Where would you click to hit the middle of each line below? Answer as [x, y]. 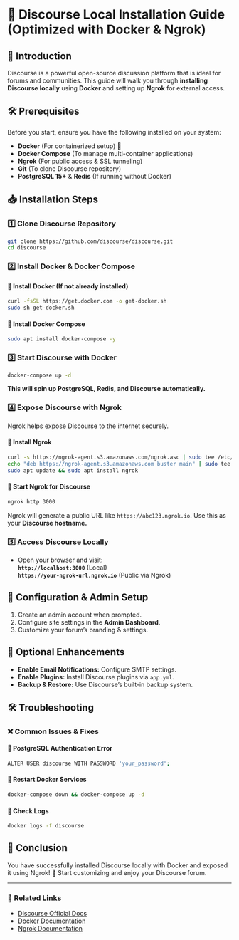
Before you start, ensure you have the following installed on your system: [115, 132]
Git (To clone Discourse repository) [69, 168]
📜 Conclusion [37, 848]
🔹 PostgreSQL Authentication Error [60, 748]
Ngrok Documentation [50, 929]
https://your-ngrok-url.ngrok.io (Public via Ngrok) [94, 575]
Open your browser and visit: [60, 560]
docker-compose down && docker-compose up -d [76, 795]
